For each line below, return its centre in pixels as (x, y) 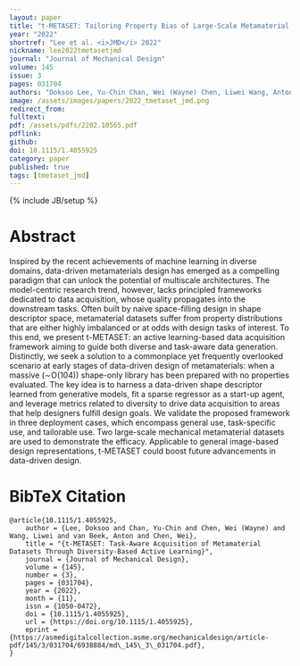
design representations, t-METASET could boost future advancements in (143, 451)
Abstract (42, 237)
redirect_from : (37, 109)
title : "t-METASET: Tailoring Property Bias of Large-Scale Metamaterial (150, 26)
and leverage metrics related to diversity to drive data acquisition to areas (145, 404)
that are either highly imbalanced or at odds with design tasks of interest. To (150, 328)
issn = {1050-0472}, (63, 607)
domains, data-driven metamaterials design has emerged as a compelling (144, 271)
